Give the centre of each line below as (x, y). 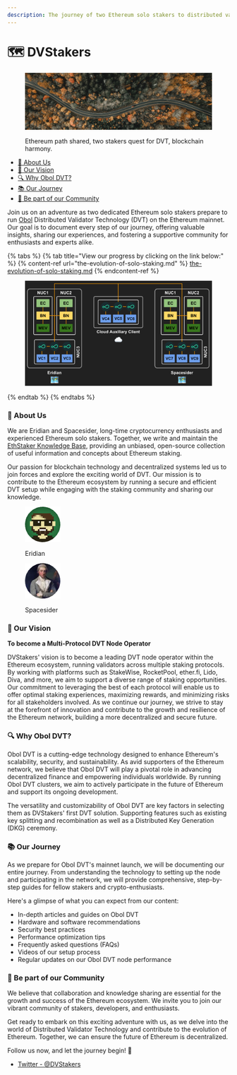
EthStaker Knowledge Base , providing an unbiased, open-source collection (116, 446)
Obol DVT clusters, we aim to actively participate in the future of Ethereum (115, 784)
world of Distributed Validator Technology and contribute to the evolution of (117, 1029)
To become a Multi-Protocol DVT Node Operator (79, 643)
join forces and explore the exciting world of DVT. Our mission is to (104, 474)
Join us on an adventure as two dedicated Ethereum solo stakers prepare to (117, 213)
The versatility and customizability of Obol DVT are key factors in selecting (116, 805)
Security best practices (51, 930)
